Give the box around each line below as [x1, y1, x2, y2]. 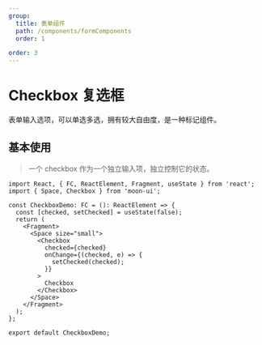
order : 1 [15, 34, 45, 43]
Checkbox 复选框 [8, 87, 125, 105]
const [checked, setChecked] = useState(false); [15, 208, 183, 216]
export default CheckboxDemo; [8, 329, 111, 337]
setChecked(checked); [51, 258, 125, 266]
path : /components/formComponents [15, 27, 132, 35]
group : [8, 11, 31, 20]
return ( [15, 215, 45, 224]
